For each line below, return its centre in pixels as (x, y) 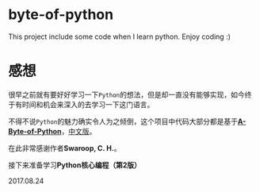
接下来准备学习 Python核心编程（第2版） (75, 165)
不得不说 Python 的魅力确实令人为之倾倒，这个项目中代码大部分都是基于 (123, 121)
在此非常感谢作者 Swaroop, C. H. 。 (65, 148)
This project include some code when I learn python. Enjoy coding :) (120, 36)
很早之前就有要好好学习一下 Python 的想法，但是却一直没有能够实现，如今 (126, 94)
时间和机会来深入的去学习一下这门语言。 (88, 104)
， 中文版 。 (79, 131)
